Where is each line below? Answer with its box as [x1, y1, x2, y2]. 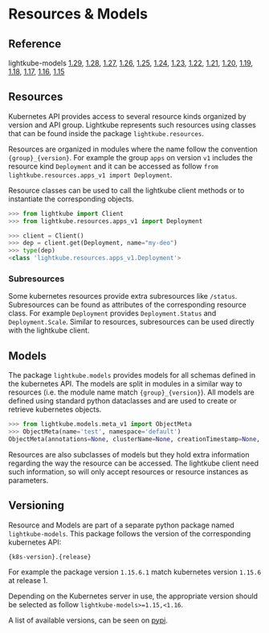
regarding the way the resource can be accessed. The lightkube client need [8, 458, 259, 468]
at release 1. [8, 575, 48, 585]
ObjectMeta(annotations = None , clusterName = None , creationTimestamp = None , [8, 435, 261, 443]
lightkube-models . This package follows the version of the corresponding [8, 528, 251, 538]
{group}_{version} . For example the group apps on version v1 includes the [8, 152, 253, 162]
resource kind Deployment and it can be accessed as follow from [8, 161, 219, 171]
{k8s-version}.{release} [8, 552, 92, 561]
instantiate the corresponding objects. [8, 194, 135, 204]
